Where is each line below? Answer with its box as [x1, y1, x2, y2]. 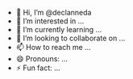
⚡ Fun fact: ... [15, 63, 60, 73]
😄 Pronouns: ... [15, 54, 69, 64]
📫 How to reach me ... [15, 43, 91, 52]
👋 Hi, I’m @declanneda [15, 8, 92, 17]
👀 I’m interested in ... [15, 16, 85, 26]
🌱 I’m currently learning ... [15, 25, 102, 34]
